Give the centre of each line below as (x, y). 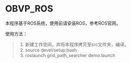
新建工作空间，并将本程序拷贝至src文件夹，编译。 (77, 44)
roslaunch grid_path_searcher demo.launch (70, 55)
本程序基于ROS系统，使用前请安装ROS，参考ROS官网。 (63, 23)
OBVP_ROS (29, 9)
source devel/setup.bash (51, 50)
